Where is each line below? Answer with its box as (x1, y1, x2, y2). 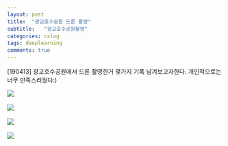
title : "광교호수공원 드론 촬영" (7, 18, 91, 25)
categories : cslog (7, 33, 60, 40)
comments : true (7, 47, 51, 54)
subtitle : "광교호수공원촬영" (7, 25, 88, 32)
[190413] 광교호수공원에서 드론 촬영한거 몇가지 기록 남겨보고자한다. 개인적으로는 (7, 68, 222, 75)
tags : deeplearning (7, 40, 63, 47)
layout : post (7, 11, 45, 18)
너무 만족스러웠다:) (7, 76, 58, 84)
